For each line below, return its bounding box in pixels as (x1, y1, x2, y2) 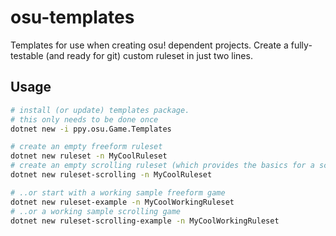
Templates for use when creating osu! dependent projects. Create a (10, 39, 289, 51)
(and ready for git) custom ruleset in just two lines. (45, 49, 253, 61)
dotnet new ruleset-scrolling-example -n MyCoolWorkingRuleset (10, 216, 280, 226)
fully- (290, 39, 313, 51)
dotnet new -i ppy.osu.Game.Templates (10, 124, 172, 134)
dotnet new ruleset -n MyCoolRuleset (10, 151, 168, 161)
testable (10, 49, 44, 61)
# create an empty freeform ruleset (10, 142, 163, 152)
